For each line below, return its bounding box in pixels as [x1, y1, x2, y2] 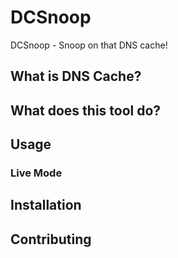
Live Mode [10, 166, 63, 180]
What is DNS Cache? [10, 68, 142, 85]
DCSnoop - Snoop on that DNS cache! [10, 39, 168, 51]
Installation [10, 197, 82, 214]
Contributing [10, 231, 92, 248]
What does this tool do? [10, 102, 162, 119]
